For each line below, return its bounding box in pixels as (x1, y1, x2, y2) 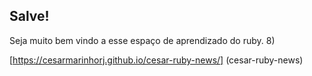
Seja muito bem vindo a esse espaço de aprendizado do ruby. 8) (9, 34, 276, 46)
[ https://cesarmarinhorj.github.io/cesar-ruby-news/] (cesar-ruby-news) (9, 54, 304, 66)
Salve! (9, 8, 50, 25)
